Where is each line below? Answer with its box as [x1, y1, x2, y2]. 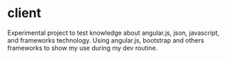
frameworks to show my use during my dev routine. [7, 43, 158, 52]
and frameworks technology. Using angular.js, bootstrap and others [7, 36, 204, 44]
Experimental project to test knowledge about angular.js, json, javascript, [7, 28, 220, 37]
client [7, 5, 42, 21]
